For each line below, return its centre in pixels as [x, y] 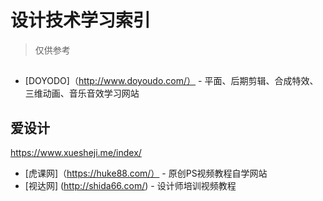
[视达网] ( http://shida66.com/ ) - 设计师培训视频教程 [130, 186]
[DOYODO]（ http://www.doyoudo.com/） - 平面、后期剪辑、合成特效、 [171, 81]
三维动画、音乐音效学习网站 [82, 93]
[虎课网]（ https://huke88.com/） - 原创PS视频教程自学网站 [146, 173]
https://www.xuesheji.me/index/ [76, 153]
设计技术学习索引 [81, 20]
